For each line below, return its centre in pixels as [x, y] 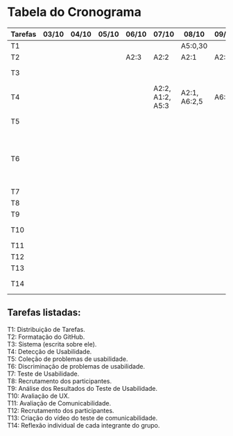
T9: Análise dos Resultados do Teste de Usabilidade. [83, 388]
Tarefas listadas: [44, 313]
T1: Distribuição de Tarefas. [46, 329]
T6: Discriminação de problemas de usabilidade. [76, 366]
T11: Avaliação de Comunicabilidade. [59, 403]
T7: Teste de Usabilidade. [43, 374]
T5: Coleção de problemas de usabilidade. [68, 359]
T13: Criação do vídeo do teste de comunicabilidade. [83, 418]
